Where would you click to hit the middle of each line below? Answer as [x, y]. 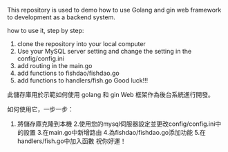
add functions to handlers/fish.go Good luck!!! [83, 80]
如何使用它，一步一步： [40, 109]
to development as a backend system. [61, 17]
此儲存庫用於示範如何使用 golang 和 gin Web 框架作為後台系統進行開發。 [111, 95]
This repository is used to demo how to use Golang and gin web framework [114, 10]
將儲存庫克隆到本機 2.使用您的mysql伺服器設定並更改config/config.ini [116, 124]
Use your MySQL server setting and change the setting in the [104, 51]
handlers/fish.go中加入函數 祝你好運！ [72, 141]
